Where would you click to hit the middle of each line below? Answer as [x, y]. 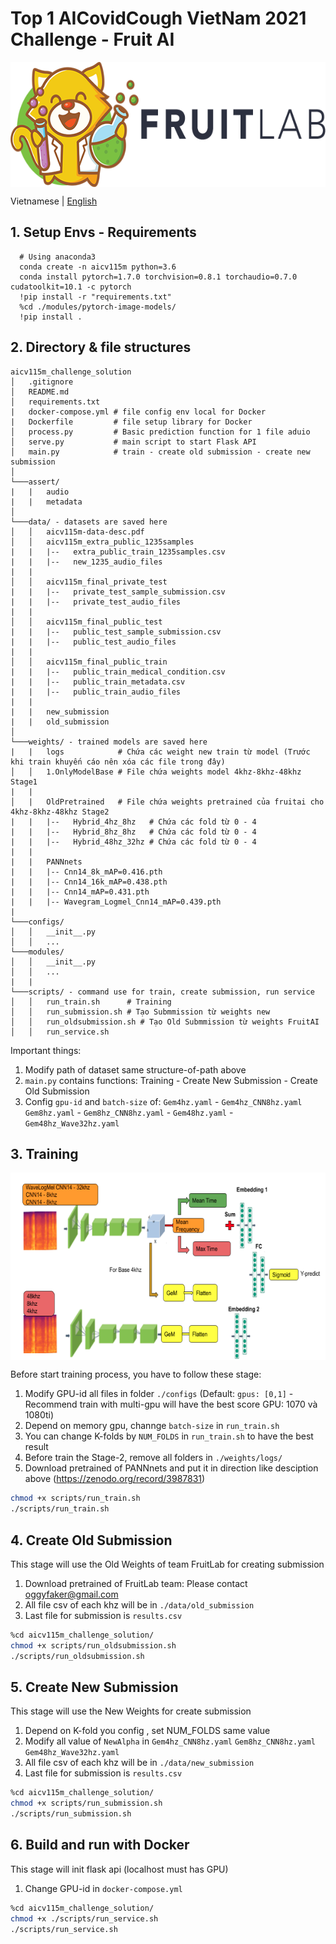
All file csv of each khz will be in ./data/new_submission [139, 1763]
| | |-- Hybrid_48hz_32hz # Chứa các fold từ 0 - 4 [133, 842]
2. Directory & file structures [101, 347]
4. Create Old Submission [91, 1540]
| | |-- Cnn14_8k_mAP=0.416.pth [86, 872]
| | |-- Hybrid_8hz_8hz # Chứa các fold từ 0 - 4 [133, 832]
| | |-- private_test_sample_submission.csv [118, 592]
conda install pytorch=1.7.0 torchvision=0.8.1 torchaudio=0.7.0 [158, 277]
